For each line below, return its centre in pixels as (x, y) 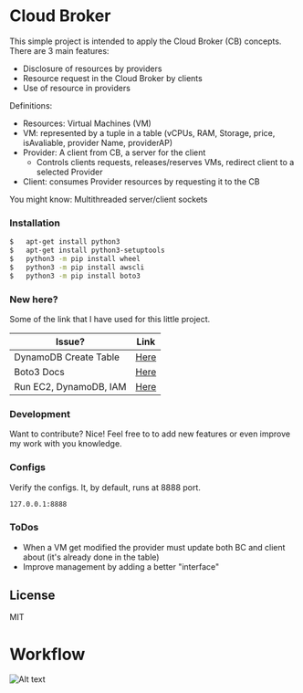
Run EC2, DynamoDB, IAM (70, 386)
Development (40, 414)
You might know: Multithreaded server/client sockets (109, 199)
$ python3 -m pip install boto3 (75, 276)
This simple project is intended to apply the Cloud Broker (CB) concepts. (146, 41)
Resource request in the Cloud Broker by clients (112, 78)
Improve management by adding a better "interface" (121, 566)
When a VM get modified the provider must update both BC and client (154, 547)
